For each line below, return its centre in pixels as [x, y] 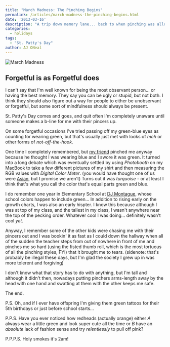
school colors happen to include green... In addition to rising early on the [81, 199]
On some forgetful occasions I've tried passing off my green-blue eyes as [82, 131]
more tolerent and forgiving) [35, 263]
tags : [11, 38]
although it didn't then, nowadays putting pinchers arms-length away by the [84, 278]
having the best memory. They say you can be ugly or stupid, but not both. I [84, 95]
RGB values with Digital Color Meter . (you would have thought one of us [80, 173]
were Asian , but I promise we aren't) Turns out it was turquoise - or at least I [84, 179]
